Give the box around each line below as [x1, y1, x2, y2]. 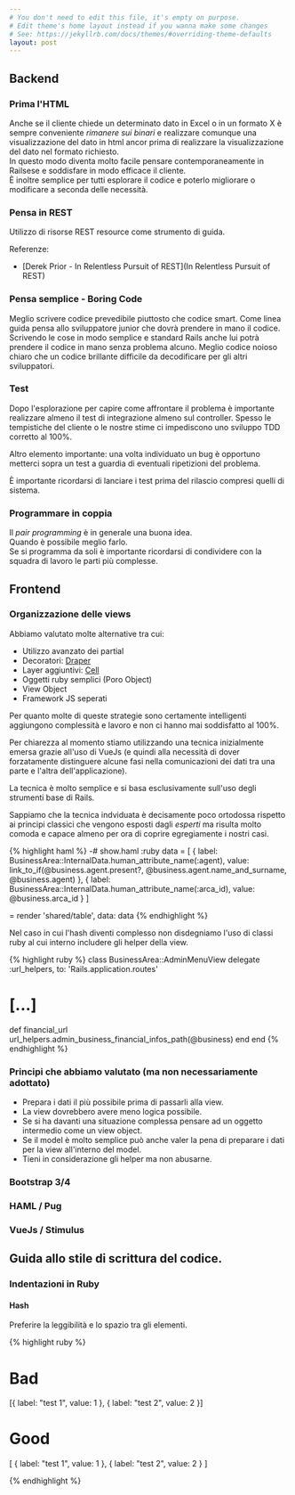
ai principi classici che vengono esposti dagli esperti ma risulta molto [9, 819, 262, 829]
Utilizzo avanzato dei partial [21, 645, 124, 656]
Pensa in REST [9, 206, 73, 218]
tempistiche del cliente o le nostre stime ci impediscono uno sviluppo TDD [9, 421, 281, 432]
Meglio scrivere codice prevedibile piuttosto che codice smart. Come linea [9, 313, 282, 323]
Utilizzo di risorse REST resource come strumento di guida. [9, 226, 226, 237]
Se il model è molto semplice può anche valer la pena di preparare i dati [21, 1135, 285, 1146]
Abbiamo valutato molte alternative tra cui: [9, 628, 164, 639]
